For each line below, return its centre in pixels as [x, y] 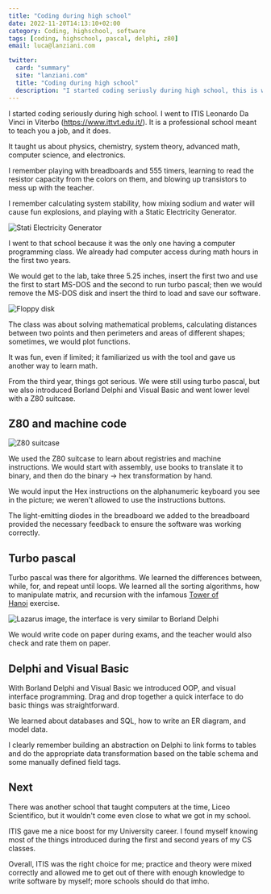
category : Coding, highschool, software [77, 31]
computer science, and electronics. [67, 155]
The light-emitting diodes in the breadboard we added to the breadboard [129, 516]
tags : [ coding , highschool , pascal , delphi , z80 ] [94, 38]
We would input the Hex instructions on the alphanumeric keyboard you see [134, 491]
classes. [22, 848]
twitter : [23, 61]
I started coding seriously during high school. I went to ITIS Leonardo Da [129, 113]
